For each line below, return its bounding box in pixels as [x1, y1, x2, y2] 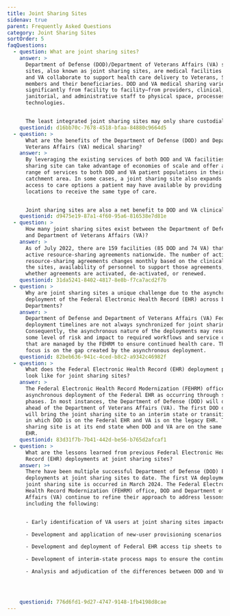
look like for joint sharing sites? [25, 372, 130, 380]
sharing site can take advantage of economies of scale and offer [25, 163, 219, 170]
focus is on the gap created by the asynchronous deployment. [25, 347, 207, 354]
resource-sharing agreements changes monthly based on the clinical [25, 258, 225, 264]
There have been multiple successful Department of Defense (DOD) [25, 468, 219, 475]
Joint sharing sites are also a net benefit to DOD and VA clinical [25, 207, 225, 214]
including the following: [25, 500, 99, 507]
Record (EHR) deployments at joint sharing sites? [25, 455, 173, 462]
